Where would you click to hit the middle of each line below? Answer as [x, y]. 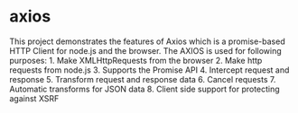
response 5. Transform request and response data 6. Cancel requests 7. [143, 79]
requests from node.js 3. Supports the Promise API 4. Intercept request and [149, 70]
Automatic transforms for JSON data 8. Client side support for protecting [144, 89]
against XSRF [34, 98]
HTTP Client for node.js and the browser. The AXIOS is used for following [145, 50]
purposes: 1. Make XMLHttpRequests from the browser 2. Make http [136, 60]
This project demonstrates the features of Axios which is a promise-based [148, 41]
